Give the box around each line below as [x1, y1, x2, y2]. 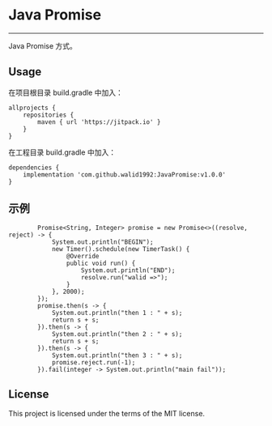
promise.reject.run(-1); [51, 358, 136, 366]
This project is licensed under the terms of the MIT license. [8, 409, 205, 419]
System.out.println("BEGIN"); [51, 237, 154, 246]
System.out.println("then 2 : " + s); [51, 330, 183, 338]
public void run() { [66, 259, 136, 267]
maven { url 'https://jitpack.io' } [37, 117, 161, 126]
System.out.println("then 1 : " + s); [51, 309, 183, 317]
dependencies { [8, 164, 60, 172]
